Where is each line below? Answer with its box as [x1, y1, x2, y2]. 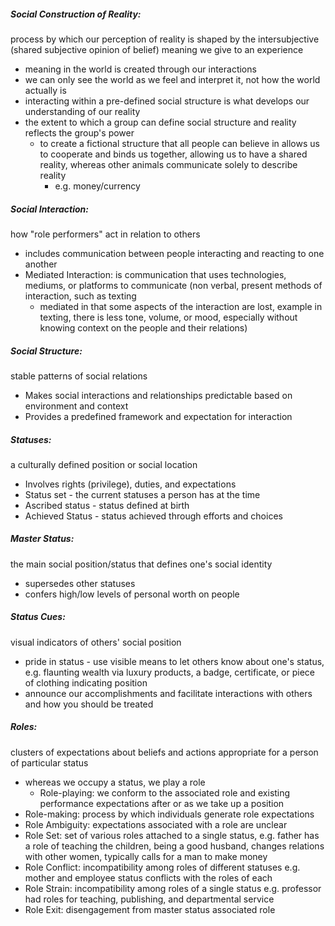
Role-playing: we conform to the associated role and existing [39, 786, 291, 799]
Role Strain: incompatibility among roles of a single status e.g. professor [24, 882, 322, 894]
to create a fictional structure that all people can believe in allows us [39, 137, 320, 149]
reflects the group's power [24, 126, 135, 139]
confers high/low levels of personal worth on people [24, 588, 240, 600]
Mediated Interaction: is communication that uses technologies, [24, 268, 287, 280]
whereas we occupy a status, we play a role [24, 776, 206, 788]
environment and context [24, 400, 129, 412]
